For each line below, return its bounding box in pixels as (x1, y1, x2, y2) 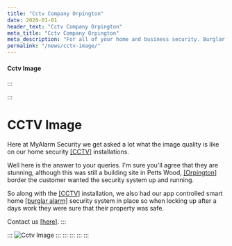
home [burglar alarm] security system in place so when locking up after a (7, 197, 217, 205)
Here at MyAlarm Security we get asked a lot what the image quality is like (7, 140, 219, 149)
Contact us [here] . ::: (7, 218, 67, 226)
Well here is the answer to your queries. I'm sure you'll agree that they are (7, 161, 219, 170)
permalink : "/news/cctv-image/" (7, 42, 101, 49)
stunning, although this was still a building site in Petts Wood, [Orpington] (7, 168, 217, 177)
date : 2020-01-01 (7, 17, 58, 24)
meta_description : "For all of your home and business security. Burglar (7, 36, 226, 43)
